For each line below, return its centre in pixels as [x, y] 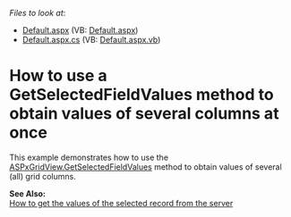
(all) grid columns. [43, 176]
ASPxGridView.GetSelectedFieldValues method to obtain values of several [145, 167]
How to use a [58, 76]
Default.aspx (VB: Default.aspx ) [80, 30]
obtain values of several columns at [144, 114]
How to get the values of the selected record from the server [121, 203]
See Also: [28, 193]
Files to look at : [38, 13]
